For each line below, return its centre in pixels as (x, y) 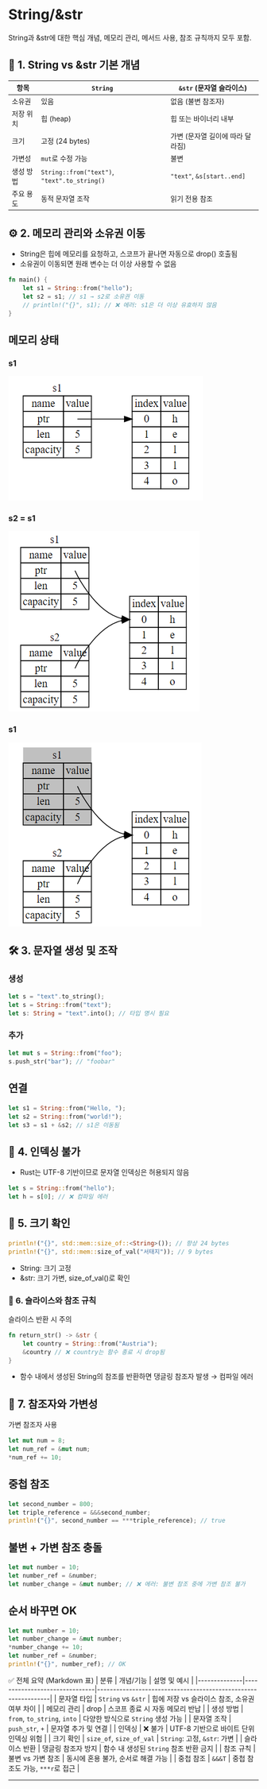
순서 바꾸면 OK (43, 1611)
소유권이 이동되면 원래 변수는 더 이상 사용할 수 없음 (98, 264)
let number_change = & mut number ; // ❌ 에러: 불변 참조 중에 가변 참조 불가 (127, 1584)
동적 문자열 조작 (65, 198)
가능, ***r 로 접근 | (51, 1768)
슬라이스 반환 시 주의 (40, 1319)
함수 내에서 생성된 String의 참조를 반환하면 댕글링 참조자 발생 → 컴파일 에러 (137, 1377)
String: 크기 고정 (45, 1268)
